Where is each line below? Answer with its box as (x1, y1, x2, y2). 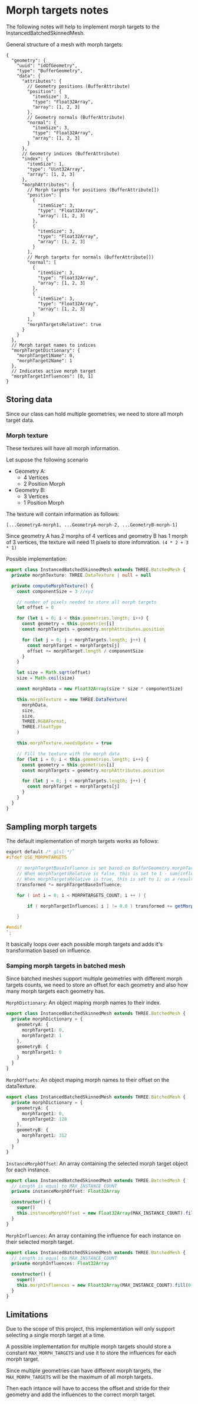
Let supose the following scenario (6, 456, 88, 463)
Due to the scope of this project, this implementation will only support (6, 1325, 175, 1332)
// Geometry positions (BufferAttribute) (27, 83, 131, 89)
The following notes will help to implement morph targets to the (6, 23, 160, 30)
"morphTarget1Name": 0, (16, 353, 75, 359)
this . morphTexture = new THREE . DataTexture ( (16, 696, 128, 702)
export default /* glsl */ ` (6, 849, 75, 855)
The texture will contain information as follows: (6, 511, 120, 518)
